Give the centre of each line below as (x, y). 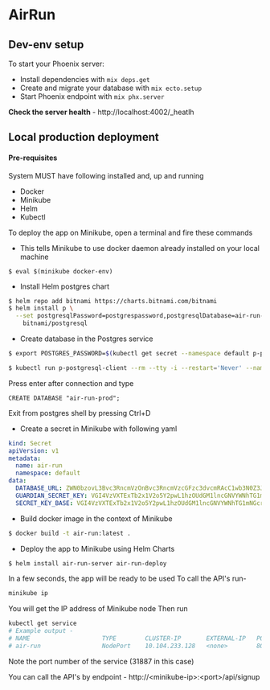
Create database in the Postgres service (86, 339)
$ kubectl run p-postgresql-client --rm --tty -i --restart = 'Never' (125, 368)
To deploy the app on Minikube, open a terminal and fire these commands (131, 232)
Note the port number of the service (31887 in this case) (101, 661)
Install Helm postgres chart (65, 286)
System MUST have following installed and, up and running (106, 175)
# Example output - (41, 631)
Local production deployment (84, 137)
